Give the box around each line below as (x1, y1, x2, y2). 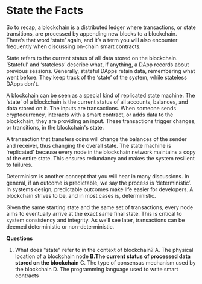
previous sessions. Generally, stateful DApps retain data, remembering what (6, 67, 195, 74)
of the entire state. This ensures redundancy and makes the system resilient (6, 154, 195, 162)
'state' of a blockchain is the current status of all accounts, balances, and (6, 98, 188, 106)
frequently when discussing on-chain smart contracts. (6, 43, 141, 50)
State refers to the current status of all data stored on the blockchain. (6, 54, 178, 62)
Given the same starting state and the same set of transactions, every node (6, 203, 194, 211)
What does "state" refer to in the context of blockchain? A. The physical (14, 246, 194, 253)
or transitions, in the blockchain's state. (6, 124, 104, 131)
